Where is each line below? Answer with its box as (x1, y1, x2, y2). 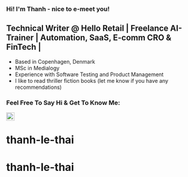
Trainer (6, 32, 34, 43)
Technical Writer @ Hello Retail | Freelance (6, 23, 169, 34)
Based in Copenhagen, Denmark (14, 58, 96, 65)
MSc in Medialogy (14, 64, 60, 71)
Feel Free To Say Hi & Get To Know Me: (6, 98, 120, 107)
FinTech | (6, 42, 41, 52)
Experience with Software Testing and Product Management (14, 71, 164, 78)
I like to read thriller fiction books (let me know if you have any (14, 77, 169, 84)
